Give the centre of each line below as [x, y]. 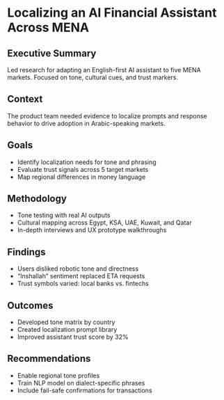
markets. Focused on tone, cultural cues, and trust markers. [93, 77]
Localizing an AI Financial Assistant [112, 13]
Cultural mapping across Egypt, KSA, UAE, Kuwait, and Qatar [105, 223]
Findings [27, 252]
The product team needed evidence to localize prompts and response [107, 115]
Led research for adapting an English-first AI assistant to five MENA [104, 70]
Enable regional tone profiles [58, 375]
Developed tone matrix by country [66, 322]
